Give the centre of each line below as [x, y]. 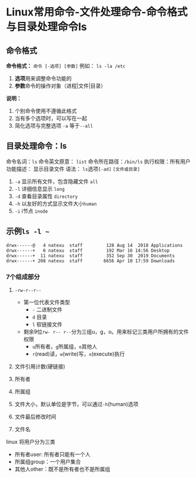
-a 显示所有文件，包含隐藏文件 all [56, 181]
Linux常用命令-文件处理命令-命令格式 [97, 12]
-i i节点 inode [31, 211]
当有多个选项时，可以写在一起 [51, 118]
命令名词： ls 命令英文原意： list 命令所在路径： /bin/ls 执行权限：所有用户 [98, 161]
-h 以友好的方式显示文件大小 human [56, 203]
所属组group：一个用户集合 [48, 461]
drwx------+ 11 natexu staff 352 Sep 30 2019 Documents [91, 256]
